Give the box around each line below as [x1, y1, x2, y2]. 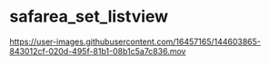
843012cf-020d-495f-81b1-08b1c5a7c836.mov [9, 45, 186, 56]
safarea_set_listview [9, 6, 169, 27]
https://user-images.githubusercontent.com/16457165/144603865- [9, 36, 262, 47]
